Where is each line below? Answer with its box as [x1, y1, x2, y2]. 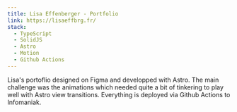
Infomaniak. [7, 98, 42, 106]
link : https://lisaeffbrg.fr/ [7, 17, 97, 24]
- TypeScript [13, 30, 52, 37]
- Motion [13, 50, 40, 57]
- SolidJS [13, 37, 42, 44]
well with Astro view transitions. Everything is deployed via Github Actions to [7, 90, 231, 99]
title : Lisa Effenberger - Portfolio [7, 10, 119, 18]
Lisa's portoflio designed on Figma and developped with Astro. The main [7, 75, 219, 84]
